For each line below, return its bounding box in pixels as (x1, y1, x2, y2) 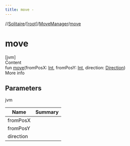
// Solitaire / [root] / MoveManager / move (5, 21, 81, 27)
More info (5, 70, 25, 76)
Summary (35, 109, 59, 116)
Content (5, 59, 22, 65)
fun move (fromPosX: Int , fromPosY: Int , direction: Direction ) (5, 64, 126, 70)
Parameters (5, 84, 42, 92)
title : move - (5, 7, 34, 12)
